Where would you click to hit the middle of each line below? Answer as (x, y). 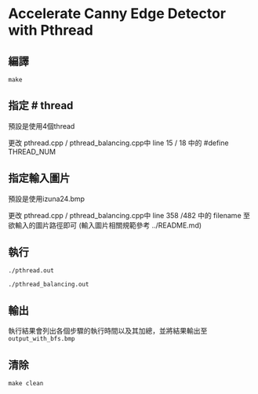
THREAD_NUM (32, 151)
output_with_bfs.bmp (42, 339)
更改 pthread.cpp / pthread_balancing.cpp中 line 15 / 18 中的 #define (118, 143)
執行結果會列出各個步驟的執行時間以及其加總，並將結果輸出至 (108, 331)
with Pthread (51, 30)
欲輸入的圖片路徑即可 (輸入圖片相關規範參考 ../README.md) (105, 225)
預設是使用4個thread (42, 126)
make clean (26, 384)
